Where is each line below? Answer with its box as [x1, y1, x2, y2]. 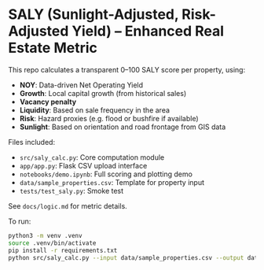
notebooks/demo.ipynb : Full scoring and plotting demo [19, 169, 192, 179]
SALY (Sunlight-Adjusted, [8, 6, 179, 24]
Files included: [8, 137, 56, 146]
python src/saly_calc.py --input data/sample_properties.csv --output [8, 253, 244, 261]
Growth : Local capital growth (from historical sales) [19, 88, 187, 98]
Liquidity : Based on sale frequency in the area [19, 105, 170, 115]
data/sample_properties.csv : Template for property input [19, 177, 204, 187]
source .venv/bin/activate [8, 239, 97, 247]
